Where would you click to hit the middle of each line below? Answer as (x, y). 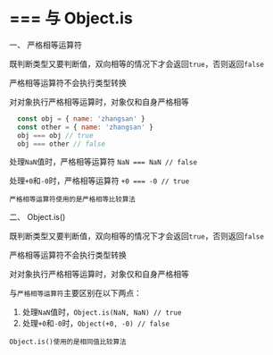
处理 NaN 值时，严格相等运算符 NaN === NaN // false (103, 162)
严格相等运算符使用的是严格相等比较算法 (72, 199)
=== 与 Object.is (71, 18)
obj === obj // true (55, 135)
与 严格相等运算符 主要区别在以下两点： (76, 293)
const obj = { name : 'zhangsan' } (81, 118)
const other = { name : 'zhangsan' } (85, 127)
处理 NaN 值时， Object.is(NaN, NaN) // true (102, 312)
